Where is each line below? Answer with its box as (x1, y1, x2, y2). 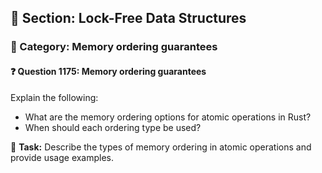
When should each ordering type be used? (24, 121, 202, 133)
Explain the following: (10, 91, 99, 103)
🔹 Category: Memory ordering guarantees (10, 40, 218, 54)
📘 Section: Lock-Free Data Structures (10, 10, 247, 27)
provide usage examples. (10, 151, 115, 163)
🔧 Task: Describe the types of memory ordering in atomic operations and (10, 141, 312, 153)
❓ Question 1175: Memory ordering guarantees (10, 65, 207, 77)
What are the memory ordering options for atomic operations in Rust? (24, 111, 312, 123)
